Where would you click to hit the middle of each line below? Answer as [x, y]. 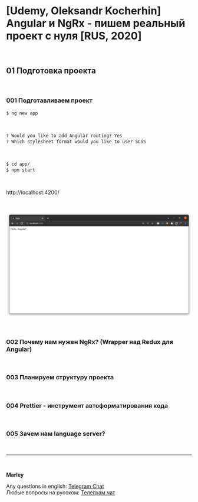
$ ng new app [22, 113]
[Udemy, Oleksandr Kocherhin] [84, 11]
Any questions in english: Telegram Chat [55, 486]
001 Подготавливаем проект [49, 100]
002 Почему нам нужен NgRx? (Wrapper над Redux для [90, 342]
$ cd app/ [18, 164]
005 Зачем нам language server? [56, 434]
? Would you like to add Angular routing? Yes [64, 136]
